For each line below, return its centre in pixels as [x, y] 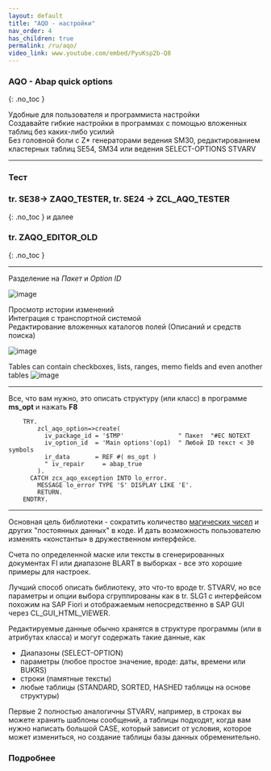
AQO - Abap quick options [60, 81]
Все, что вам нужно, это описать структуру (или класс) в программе [128, 398]
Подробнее [32, 757]
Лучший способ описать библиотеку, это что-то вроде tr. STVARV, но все [135, 587]
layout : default [35, 16]
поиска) [22, 335]
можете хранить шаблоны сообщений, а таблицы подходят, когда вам [130, 719]
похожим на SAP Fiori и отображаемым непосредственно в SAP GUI [126, 604]
